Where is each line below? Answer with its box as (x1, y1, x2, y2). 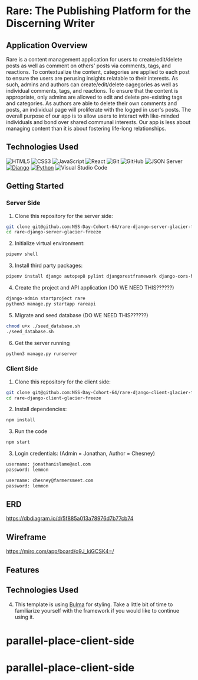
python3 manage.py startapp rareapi (6, 301, 96, 307)
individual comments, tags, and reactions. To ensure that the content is (6, 87, 179, 94)
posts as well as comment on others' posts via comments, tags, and (6, 62, 171, 69)
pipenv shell (6, 251, 38, 258)
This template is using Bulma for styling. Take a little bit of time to (14, 601, 173, 608)
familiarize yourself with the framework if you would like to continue (14, 607, 180, 614)
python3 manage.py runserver (6, 350, 78, 357)
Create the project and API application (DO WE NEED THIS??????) (14, 284, 174, 291)
